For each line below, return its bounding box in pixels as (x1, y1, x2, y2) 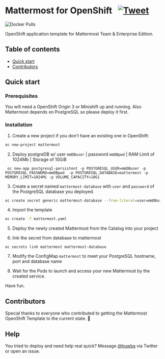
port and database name (12, 258, 62, 264)
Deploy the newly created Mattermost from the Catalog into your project (12, 225, 159, 232)
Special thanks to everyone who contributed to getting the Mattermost (5, 310, 147, 316)
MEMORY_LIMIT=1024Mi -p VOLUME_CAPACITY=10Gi (5, 174, 100, 180)
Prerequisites (5, 93, 38, 100)
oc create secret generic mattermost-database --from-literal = (5, 198, 137, 203)
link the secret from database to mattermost (12, 235, 102, 241)
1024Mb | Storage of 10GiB (12, 156, 67, 162)
